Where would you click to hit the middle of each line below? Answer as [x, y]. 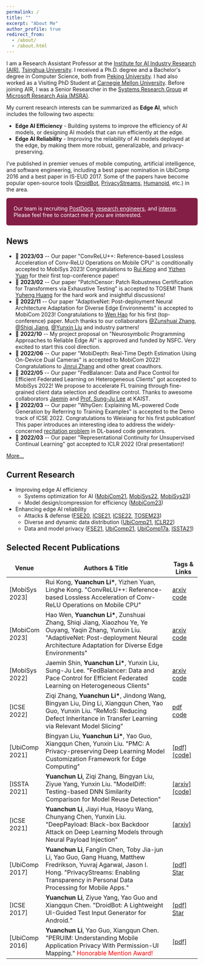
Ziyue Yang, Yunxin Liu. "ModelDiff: [96, 784]
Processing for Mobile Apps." [87, 888]
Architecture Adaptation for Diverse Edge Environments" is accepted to [104, 308]
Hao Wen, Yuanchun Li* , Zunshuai [95, 615]
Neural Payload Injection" [82, 840]
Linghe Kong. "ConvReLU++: [86, 590]
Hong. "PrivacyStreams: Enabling [93, 872]
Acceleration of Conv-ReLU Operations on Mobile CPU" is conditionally [104, 262]
